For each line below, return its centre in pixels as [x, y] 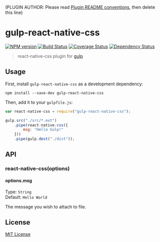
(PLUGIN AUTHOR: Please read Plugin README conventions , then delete [80, 7]
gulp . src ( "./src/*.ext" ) [31, 120]
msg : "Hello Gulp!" [43, 130]
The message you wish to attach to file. [46, 207]
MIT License [18, 235]
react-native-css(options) [37, 169]
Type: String [18, 192]
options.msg [19, 180]
